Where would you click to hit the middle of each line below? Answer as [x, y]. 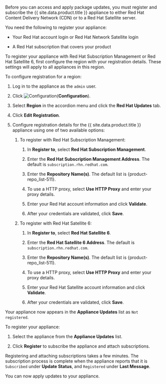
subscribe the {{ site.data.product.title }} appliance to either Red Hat [75, 12]
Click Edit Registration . [36, 115]
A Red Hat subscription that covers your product [62, 47]
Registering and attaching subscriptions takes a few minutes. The [72, 356]
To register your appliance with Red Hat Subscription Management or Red [80, 56]
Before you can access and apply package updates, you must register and [81, 7]
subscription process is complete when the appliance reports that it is [76, 361]
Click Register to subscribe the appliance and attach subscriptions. [81, 346]
